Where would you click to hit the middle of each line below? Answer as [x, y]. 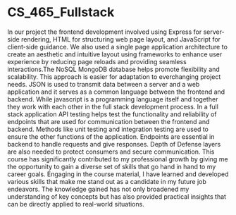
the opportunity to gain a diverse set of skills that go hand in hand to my [112, 166]
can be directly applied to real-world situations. [76, 204]
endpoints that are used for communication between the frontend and [108, 121]
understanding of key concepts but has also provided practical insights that [117, 196]
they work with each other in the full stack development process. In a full [113, 106]
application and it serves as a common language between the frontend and [116, 92]
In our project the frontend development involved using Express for [105, 32]
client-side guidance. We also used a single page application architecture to [117, 47]
